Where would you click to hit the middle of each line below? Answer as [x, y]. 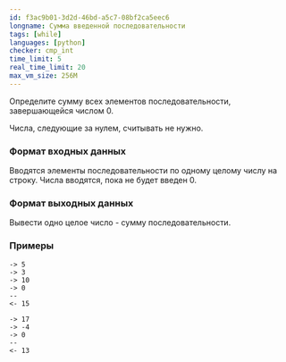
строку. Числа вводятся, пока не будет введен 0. [103, 181]
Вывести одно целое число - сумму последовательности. [120, 223]
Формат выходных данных [71, 203]
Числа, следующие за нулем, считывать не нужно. [106, 128]
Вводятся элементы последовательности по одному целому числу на [143, 171]
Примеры [32, 246]
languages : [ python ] [48, 42]
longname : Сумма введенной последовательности [97, 26]
